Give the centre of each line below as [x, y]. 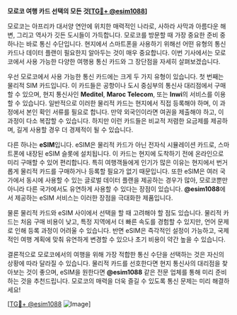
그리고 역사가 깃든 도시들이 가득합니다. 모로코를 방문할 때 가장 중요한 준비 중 [121, 35]
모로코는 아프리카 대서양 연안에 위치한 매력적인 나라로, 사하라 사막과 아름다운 [113, 26]
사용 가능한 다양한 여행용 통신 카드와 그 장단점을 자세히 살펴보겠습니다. [123, 62]
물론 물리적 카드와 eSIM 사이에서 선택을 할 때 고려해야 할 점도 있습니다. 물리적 [115, 213]
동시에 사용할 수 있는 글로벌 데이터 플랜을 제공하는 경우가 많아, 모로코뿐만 [127, 180]
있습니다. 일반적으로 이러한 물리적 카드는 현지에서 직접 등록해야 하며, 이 [120, 103]
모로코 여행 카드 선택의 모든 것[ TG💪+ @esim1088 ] [77, 11]
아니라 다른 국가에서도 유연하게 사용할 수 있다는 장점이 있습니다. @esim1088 [114, 189]
